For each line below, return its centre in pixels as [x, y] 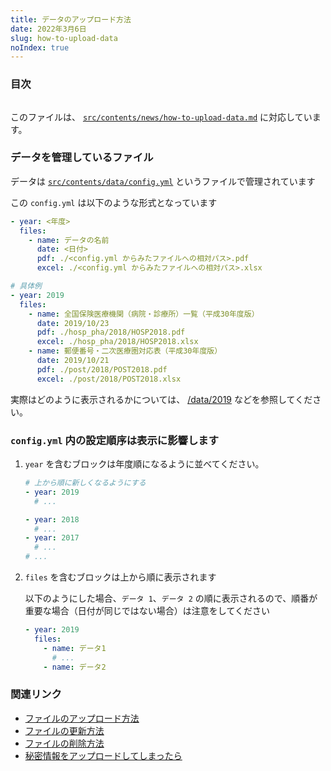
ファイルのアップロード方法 [82, 718]
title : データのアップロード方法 [71, 19]
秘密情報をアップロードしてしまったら [103, 755]
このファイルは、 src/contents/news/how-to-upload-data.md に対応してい [161, 117]
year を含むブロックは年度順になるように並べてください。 [144, 464]
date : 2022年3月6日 [48, 29]
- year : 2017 [52, 538]
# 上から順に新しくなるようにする [85, 483]
